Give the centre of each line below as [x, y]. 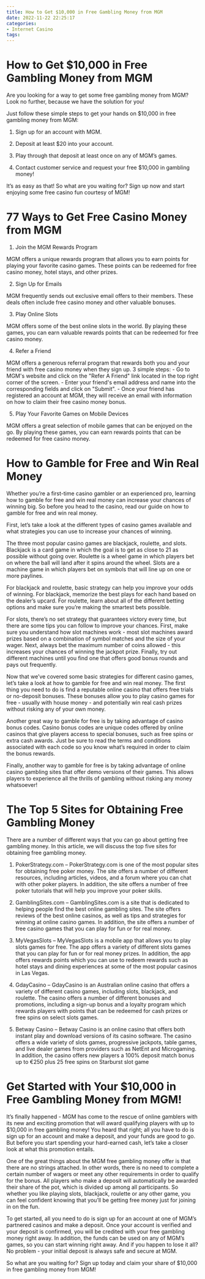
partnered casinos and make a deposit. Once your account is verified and [99, 1225]
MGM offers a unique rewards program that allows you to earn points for [98, 259]
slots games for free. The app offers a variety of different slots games [103, 947]
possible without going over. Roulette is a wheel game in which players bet [100, 556]
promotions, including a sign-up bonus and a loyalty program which [101, 1004]
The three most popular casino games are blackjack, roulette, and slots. [97, 543]
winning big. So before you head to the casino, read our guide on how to [98, 506]
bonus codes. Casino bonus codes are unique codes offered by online [95, 727]
